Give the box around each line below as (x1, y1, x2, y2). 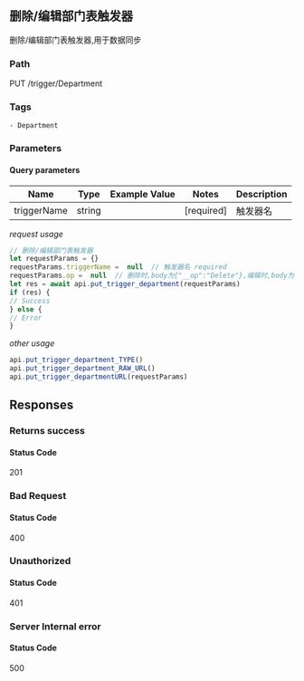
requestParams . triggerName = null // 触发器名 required (9, 263, 228, 272)
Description (235, 187, 288, 200)
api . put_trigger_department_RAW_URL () (9, 364, 156, 373)
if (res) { (9, 288, 51, 297)
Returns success (9, 425, 86, 437)
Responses (9, 398, 74, 413)
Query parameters (9, 164, 81, 175)
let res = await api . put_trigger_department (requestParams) (9, 280, 242, 289)
